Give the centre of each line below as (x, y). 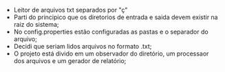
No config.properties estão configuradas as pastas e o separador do (111, 32)
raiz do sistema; (36, 24)
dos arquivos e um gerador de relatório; (70, 61)
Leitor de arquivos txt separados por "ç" (71, 10)
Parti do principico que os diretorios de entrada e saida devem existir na (116, 17)
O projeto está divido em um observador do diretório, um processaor (111, 53)
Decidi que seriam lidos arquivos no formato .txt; (83, 46)
